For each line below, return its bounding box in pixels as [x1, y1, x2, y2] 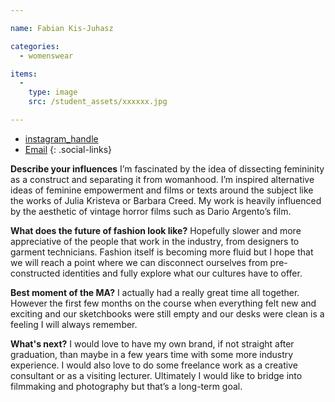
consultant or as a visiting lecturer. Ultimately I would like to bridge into [10, 369, 303, 381]
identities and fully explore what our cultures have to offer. [62, 267, 303, 279]
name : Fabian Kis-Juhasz [10, 23, 114, 33]
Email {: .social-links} [24, 143, 112, 155]
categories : [10, 41, 60, 51]
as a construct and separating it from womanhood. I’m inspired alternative [10, 173, 315, 185]
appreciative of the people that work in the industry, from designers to [10, 235, 300, 247]
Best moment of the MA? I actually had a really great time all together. [10, 286, 300, 298]
